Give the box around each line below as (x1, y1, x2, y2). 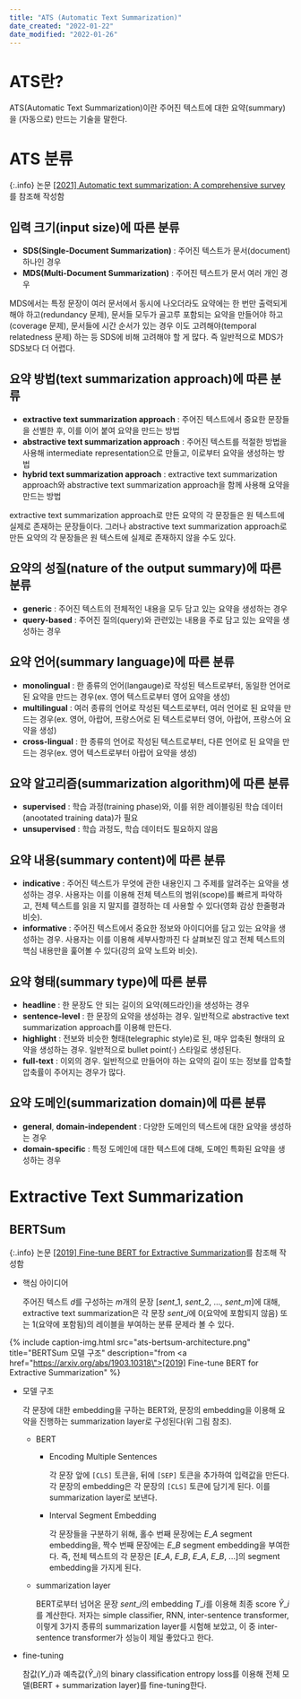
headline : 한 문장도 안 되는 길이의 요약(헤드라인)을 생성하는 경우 (21, 999, 250, 1010)
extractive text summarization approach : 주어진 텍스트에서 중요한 (21, 413, 266, 424)
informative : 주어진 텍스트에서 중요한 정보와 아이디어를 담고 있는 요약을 (21, 923, 277, 933)
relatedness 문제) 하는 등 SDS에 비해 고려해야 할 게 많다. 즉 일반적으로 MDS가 (9, 332, 284, 342)
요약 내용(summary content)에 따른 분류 (9, 853, 226, 868)
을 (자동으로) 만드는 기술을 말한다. (9, 114, 128, 125)
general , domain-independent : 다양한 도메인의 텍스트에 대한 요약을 (21, 1121, 269, 1131)
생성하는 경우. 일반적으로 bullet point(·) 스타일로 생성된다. (39, 1044, 242, 1054)
